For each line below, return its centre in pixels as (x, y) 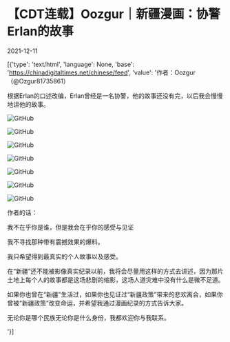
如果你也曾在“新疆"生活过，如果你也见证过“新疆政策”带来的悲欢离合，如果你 (115, 294)
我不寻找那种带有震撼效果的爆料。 (55, 241)
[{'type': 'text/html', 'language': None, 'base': (71, 64)
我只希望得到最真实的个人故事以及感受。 (64, 256)
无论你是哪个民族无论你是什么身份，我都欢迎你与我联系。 (88, 317)
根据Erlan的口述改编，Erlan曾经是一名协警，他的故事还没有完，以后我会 (109, 95)
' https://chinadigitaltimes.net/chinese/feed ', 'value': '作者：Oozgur (102, 72)
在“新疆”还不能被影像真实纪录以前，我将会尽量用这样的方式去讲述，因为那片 (115, 271)
